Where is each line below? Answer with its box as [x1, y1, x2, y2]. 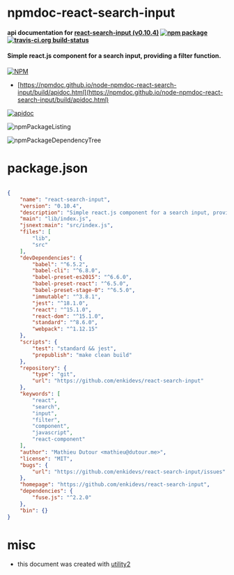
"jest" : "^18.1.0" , [32, 300, 89, 307]
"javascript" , [32, 429, 73, 436]
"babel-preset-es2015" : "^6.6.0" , [32, 274, 132, 281]
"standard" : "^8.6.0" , [32, 319, 98, 326]
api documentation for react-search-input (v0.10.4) [7, 28, 159, 36]
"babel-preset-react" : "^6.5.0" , [32, 280, 130, 287]
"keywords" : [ [19, 390, 61, 398]
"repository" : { [19, 365, 68, 371]
